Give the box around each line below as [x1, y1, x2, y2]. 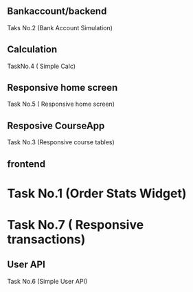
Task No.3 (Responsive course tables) [7, 138, 115, 146]
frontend [7, 158, 46, 170]
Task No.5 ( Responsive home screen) [7, 100, 115, 109]
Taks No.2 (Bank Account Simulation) [7, 23, 113, 32]
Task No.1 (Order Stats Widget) [7, 186, 187, 201]
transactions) [7, 232, 86, 247]
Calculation [7, 44, 58, 56]
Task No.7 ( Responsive [7, 217, 144, 233]
